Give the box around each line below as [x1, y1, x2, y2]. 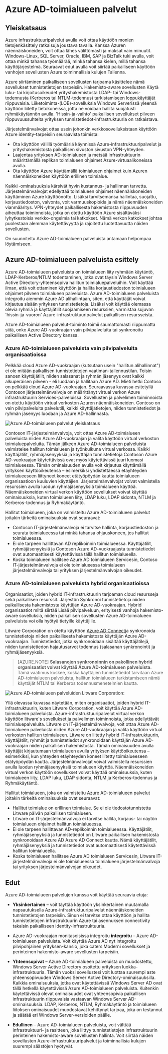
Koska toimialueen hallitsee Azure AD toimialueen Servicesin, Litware [12, 853, 155, 859]
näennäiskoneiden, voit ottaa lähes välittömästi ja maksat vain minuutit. [5, 48, 152, 53]
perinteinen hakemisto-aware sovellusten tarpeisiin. [12, 949, 119, 955]
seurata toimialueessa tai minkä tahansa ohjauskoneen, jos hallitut [12, 530, 149, 536]
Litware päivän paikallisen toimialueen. [12, 810, 93, 816]
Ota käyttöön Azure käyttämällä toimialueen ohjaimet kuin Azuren [12, 168, 148, 174]
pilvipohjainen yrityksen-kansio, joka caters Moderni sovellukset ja [12, 943, 150, 950]
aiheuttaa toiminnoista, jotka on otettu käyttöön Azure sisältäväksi [5, 210, 141, 216]
